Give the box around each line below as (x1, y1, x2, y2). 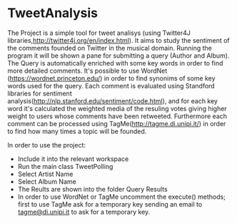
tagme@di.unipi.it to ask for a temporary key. (17, 207, 151, 216)
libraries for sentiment (7, 89, 73, 98)
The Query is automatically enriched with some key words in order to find (7, 58, 223, 67)
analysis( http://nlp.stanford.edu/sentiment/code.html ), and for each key (7, 96, 218, 105)
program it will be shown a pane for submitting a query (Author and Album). (7, 51, 230, 60)
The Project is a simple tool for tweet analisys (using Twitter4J (7, 28, 191, 37)
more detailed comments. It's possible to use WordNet (7, 66, 168, 75)
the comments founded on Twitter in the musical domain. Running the (7, 43, 213, 52)
